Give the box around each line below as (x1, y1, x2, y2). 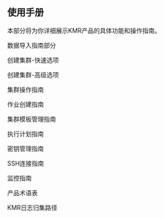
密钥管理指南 (7, 144, 44, 153)
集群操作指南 (7, 85, 44, 94)
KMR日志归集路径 (7, 203, 58, 212)
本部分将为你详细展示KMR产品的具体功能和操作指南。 (7, 26, 161, 35)
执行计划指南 (7, 129, 44, 137)
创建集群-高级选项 (7, 70, 59, 78)
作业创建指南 (7, 100, 44, 108)
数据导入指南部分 (7, 41, 56, 49)
